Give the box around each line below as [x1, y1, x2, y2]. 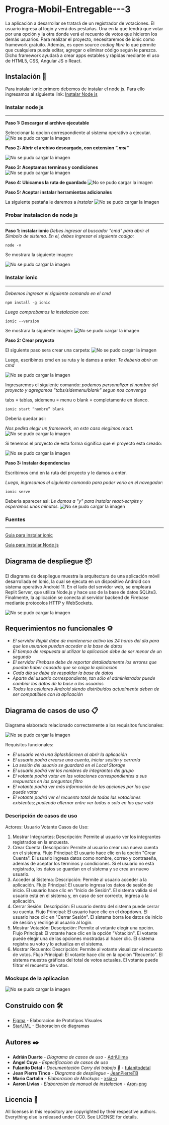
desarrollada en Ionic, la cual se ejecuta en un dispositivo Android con [5, 578, 151, 584]
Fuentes [5, 516, 26, 523]
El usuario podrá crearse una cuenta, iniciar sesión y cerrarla [12, 757, 141, 763]
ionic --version [5, 319, 39, 324]
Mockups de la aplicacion [5, 975, 69, 982]
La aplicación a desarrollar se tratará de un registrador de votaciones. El [5, 20, 155, 26]
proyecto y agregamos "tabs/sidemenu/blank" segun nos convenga [5, 387, 147, 393]
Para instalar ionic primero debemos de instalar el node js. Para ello [5, 86, 145, 92]
